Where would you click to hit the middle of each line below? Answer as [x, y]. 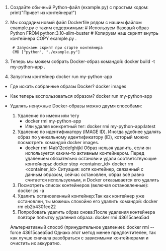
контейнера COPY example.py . [43, 38]
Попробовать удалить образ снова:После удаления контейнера [86, 212]
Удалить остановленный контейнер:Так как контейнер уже [81, 196]
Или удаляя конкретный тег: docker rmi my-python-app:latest [90, 126]
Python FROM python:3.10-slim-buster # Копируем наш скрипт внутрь [84, 33]
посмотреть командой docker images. [58, 142]
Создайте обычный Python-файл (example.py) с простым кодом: [79, 7]
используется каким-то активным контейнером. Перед [85, 153]
